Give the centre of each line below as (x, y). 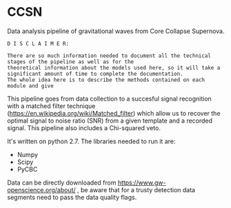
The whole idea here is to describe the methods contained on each (106, 80)
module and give (30, 86)
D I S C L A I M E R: (38, 43)
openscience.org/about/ (41, 189)
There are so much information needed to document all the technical (109, 56)
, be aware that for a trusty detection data (136, 189)
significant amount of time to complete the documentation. (96, 74)
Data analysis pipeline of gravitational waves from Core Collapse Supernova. (116, 31)
